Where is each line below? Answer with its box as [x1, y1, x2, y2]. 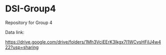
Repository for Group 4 [5, 19, 52, 25]
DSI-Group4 [5, 3, 56, 14]
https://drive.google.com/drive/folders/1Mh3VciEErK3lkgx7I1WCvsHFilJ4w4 [5, 38, 161, 45]
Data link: [5, 29, 25, 35]
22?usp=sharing [5, 44, 39, 50]
